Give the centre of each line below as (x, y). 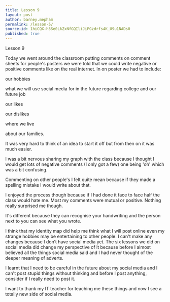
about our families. (25, 134)
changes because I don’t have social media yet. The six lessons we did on (83, 242)
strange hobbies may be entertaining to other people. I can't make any (79, 236)
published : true (22, 34)
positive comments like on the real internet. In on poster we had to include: (83, 69)
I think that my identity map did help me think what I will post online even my (85, 231)
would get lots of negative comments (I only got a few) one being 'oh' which (85, 164)
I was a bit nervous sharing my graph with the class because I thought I (80, 159)
